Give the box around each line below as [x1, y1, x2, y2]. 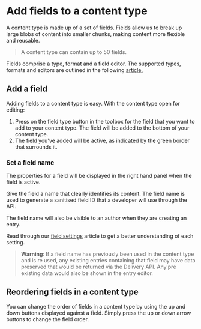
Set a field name [6, 158, 55, 166]
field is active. [6, 178, 41, 186]
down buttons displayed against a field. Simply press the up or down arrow [6, 309, 191, 316]
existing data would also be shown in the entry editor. [20, 270, 153, 277]
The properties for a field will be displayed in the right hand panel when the [6, 172, 192, 180]
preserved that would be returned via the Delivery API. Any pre [20, 263, 176, 271]
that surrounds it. [14, 143, 58, 151]
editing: [6, 106, 25, 113]
